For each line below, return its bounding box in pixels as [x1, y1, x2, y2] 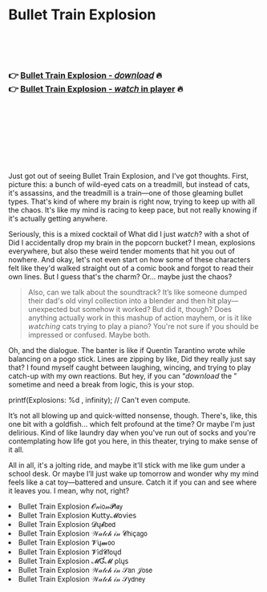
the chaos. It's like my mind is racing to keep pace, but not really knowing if [8, 205, 257, 215]
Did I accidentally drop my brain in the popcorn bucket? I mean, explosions [8, 238, 256, 248]
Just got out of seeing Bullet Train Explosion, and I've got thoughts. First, [8, 171, 249, 181]
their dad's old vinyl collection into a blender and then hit [27, 296, 216, 306]
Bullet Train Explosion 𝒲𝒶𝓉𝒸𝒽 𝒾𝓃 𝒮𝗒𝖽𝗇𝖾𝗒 [18, 574, 146, 584]
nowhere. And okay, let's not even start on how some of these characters [8, 255, 251, 265]
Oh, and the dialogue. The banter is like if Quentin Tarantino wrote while [8, 346, 246, 355]
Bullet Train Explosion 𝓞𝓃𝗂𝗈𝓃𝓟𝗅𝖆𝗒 [18, 501, 123, 511]
